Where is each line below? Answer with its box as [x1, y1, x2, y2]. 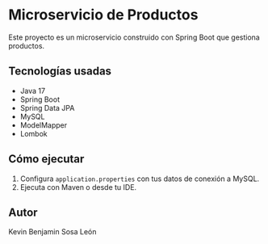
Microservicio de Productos [8, 6, 199, 24]
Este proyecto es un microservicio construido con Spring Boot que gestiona [8, 32, 260, 42]
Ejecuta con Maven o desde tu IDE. [19, 182, 137, 191]
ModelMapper [19, 120, 68, 130]
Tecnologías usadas [8, 65, 111, 78]
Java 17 [19, 86, 46, 95]
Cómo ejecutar [8, 152, 85, 166]
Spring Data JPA [19, 103, 75, 112]
